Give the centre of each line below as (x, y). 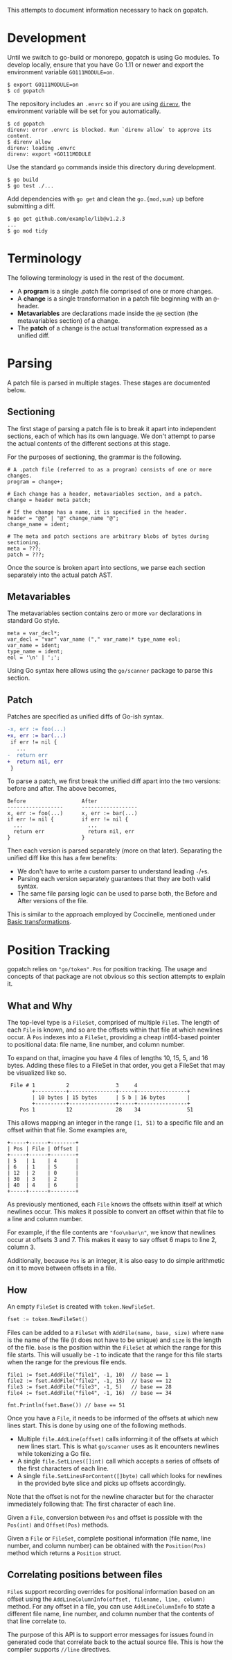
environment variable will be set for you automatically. (84, 111)
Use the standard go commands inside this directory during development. (112, 167)
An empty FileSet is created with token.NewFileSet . (81, 1306)
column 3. (21, 1247)
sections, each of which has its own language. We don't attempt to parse (111, 436)
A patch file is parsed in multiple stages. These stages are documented (109, 383)
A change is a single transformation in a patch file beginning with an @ (117, 299)
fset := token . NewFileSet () (48, 1319)
